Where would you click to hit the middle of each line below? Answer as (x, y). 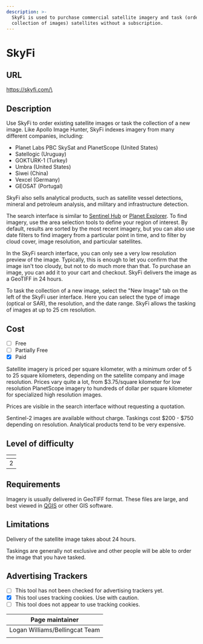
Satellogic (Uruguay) (40, 154)
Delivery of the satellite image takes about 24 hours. (71, 539)
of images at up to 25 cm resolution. (51, 310)
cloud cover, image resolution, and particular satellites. (74, 241)
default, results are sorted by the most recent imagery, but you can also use (101, 229)
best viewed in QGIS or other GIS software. (60, 505)
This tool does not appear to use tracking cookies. (77, 604)
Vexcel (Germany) (37, 180)
